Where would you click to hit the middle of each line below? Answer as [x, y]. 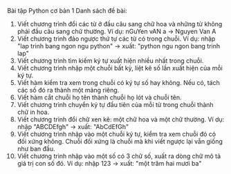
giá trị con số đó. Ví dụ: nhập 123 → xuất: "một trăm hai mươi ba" [109, 163]
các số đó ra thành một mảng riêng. [68, 90]
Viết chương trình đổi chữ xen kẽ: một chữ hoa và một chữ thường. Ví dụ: [121, 119]
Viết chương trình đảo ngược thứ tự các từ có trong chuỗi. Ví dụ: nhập [116, 39]
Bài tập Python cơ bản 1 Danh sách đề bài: [67, 11]
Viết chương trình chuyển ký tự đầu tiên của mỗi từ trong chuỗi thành [115, 105]
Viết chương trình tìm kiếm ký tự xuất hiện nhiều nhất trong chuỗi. [110, 61]
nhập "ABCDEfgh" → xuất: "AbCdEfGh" [73, 127]
